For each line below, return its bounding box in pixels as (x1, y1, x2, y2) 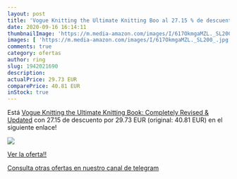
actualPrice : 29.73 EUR (7, 75, 78, 83)
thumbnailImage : (7, 30, 55, 37)
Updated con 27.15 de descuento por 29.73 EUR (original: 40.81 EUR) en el (7, 116, 223, 124)
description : (7, 69, 46, 76)
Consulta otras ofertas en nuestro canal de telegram (7, 163, 159, 173)
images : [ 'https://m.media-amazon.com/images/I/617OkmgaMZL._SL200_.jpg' (7, 37, 232, 44)
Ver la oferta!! (7, 150, 47, 159)
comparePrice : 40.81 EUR (7, 82, 80, 89)
